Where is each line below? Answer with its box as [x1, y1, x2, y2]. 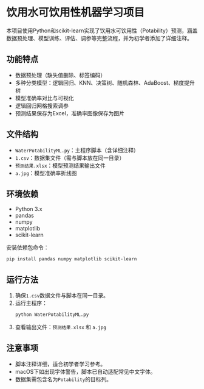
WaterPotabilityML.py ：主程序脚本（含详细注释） [15, 146, 139, 154]
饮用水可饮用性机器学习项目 [6, 5, 145, 20]
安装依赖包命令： [6, 244, 49, 251]
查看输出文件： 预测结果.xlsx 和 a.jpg [15, 323, 106, 330]
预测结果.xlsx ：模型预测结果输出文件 [15, 162, 106, 169]
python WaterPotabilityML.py [15, 312, 89, 318]
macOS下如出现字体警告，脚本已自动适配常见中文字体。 [15, 368, 156, 375]
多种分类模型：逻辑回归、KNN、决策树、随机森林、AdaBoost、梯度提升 [15, 79, 195, 86]
